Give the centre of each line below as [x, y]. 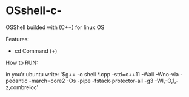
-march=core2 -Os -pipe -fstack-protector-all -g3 [91, 81]
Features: [18, 39]
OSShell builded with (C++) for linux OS [55, 27]
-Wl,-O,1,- [167, 81]
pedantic [17, 81]
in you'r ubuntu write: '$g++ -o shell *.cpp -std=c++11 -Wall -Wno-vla [92, 74]
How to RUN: [22, 62]
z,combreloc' [22, 87]
